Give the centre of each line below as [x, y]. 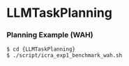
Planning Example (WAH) [50, 35]
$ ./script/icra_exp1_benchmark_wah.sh [64, 55]
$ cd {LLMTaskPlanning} [41, 49]
